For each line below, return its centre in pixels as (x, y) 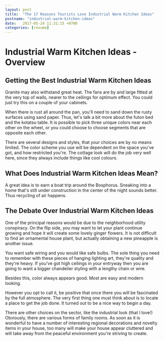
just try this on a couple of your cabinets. (47, 103)
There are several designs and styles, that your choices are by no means (78, 142)
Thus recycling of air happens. (36, 195)
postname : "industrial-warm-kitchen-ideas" (50, 19)
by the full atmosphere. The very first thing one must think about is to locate (82, 298)
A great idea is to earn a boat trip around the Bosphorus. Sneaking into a (78, 185)
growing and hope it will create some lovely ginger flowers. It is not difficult (81, 233)
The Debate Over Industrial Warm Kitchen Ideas (80, 211)
